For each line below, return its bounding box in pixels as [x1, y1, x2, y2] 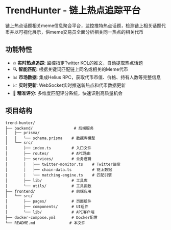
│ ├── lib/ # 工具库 [5, 178, 88, 183]
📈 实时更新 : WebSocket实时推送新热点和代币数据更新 [12, 82, 126, 88]
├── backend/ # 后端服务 [5, 125, 94, 131]
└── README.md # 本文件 [5, 220, 86, 225]
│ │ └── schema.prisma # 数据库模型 [5, 136, 95, 141]
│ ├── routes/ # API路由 [5, 151, 91, 156]
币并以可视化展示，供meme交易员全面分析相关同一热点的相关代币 [5, 29, 144, 35]
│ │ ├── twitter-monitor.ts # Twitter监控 [5, 162, 121, 167]
